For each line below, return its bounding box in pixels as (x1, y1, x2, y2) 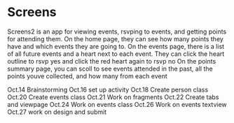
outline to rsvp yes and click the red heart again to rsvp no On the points (7, 57, 216, 65)
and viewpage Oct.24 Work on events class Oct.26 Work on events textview (7, 100, 228, 108)
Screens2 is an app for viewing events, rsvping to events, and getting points (7, 27, 227, 36)
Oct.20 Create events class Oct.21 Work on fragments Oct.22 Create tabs (7, 92, 219, 101)
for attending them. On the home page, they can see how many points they (7, 34, 224, 43)
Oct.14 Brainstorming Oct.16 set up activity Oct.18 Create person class (7, 85, 209, 94)
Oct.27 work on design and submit (7, 108, 107, 116)
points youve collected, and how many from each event (7, 71, 167, 80)
